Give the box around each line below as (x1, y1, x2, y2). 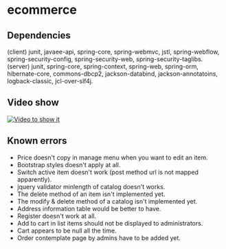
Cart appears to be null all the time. (16, 226, 117, 235)
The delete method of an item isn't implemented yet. (16, 190, 166, 198)
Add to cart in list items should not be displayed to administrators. (16, 219, 203, 227)
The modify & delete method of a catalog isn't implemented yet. (16, 197, 198, 205)
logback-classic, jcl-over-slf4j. (7, 77, 93, 85)
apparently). (16, 175, 52, 184)
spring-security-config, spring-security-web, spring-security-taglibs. (7, 55, 203, 63)
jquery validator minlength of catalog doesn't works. (16, 182, 166, 191)
